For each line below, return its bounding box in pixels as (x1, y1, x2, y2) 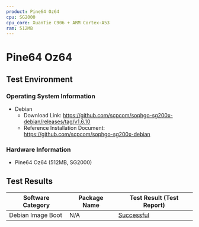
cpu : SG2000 (6, 14, 36, 20)
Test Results (6, 176, 53, 186)
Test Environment (6, 74, 73, 84)
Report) (143, 201, 165, 209)
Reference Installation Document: (23, 124, 105, 132)
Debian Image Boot (9, 211, 62, 219)
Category (23, 201, 50, 209)
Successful (118, 211, 150, 219)
